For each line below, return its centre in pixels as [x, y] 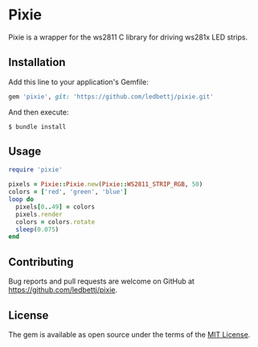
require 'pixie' [35, 170]
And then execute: [39, 112]
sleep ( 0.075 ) [37, 229]
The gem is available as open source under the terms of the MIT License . [129, 334]
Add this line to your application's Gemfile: [78, 81]
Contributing [41, 262]
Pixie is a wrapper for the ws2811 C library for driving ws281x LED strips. [128, 37]
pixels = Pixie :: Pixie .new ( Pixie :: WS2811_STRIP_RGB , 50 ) [106, 184]
